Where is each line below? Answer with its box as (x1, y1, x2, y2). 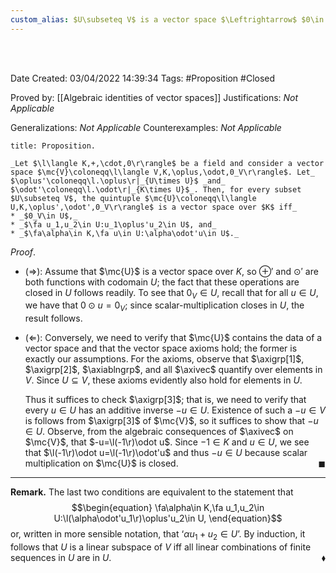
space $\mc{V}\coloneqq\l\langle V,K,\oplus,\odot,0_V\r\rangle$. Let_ (10, 167, 315, 177)
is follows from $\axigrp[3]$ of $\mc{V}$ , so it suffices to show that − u (24, 415, 319, 427)
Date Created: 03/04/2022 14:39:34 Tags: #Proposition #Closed (10, 72, 276, 84)
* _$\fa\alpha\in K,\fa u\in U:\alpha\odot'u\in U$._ (10, 228, 240, 238)
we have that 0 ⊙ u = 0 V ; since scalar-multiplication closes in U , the (24, 299, 305, 314)
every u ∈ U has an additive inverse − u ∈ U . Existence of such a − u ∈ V (24, 404, 326, 416)
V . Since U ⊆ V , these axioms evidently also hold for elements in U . (24, 374, 303, 386)
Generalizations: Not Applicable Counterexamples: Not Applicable (10, 121, 282, 133)
